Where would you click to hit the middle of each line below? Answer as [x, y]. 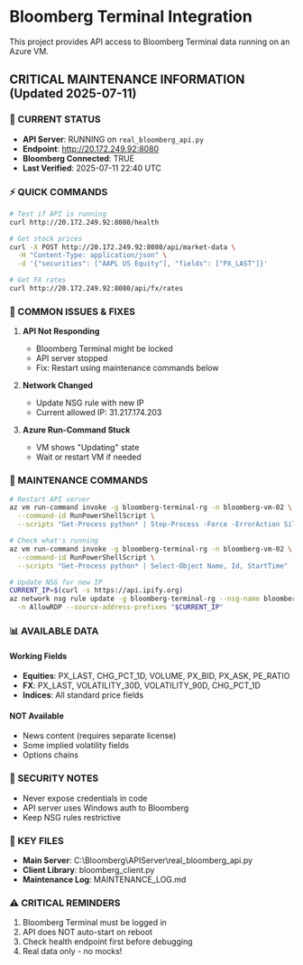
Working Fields [38, 655]
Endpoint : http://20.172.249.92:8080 [91, 148]
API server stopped [72, 358]
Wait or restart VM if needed [88, 457]
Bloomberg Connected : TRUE [78, 158]
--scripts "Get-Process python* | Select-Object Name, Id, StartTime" [153, 566]
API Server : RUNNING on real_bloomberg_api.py [113, 139]
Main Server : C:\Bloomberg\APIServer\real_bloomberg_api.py [138, 860]
